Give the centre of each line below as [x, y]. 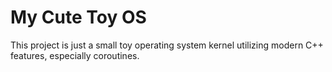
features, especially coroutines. [75, 55]
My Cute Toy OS [78, 17]
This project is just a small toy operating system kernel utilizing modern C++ [167, 45]
